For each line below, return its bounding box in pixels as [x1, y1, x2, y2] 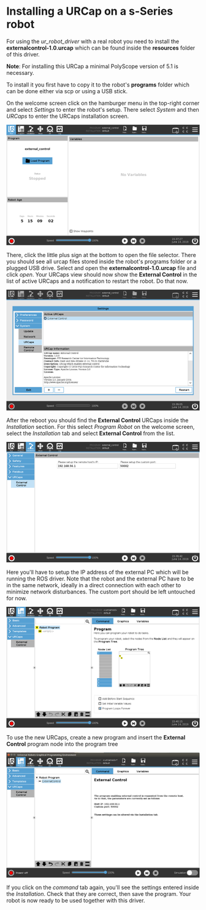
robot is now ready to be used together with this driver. [6, 897, 145, 904]
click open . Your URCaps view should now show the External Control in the [6, 271, 197, 279]
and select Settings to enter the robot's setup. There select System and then [6, 106, 199, 113]
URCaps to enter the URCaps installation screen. [6, 112, 129, 120]
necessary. [6, 69, 35, 76]
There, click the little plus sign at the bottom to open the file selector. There [6, 252, 196, 259]
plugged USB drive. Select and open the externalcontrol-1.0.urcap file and [6, 264, 197, 272]
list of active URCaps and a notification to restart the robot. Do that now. [6, 277, 188, 285]
